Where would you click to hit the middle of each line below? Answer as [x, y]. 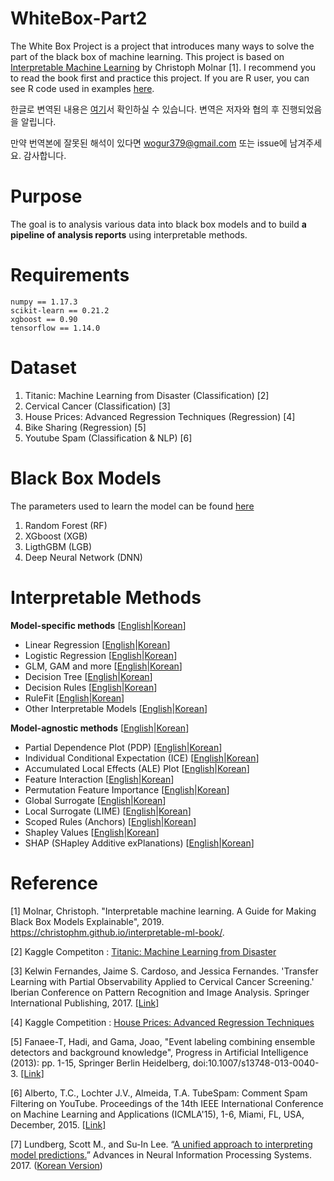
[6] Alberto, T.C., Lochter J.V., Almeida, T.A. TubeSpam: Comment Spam [159, 1093]
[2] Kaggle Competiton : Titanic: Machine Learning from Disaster [143, 951]
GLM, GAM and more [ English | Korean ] [103, 666]
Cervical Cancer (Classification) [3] [97, 406]
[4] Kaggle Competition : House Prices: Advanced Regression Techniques [162, 1022]
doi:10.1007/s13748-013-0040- [256, 1063]
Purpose [46, 196]
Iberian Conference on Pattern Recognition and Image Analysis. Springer [160, 992]
